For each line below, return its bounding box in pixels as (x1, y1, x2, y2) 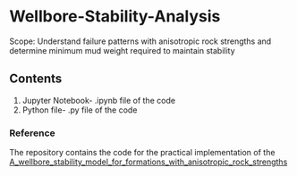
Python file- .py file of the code (21, 105, 138, 115)
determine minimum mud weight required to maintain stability (9, 45, 235, 55)
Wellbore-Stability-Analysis (9, 6, 221, 27)
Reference (9, 127, 55, 139)
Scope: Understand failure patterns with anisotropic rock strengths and (9, 36, 272, 46)
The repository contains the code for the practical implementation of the (9, 147, 276, 158)
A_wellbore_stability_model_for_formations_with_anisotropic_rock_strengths (9, 156, 288, 167)
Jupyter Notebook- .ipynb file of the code (21, 95, 176, 105)
